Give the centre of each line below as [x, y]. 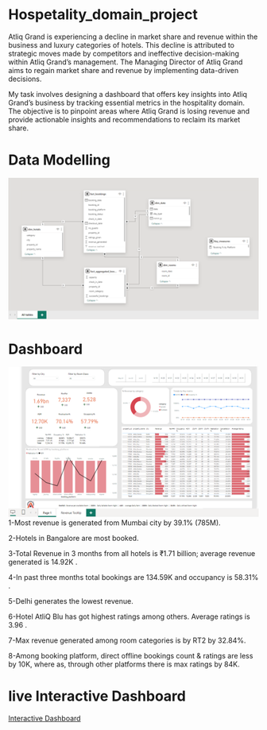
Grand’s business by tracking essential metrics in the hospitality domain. [126, 102]
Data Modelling [60, 160]
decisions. [25, 79]
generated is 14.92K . [43, 562]
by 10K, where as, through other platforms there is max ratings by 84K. [124, 664]
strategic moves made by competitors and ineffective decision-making [124, 53]
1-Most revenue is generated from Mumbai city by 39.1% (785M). [114, 523]
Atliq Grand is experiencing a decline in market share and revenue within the [133, 37]
